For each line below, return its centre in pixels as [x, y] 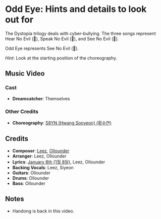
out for [19, 20]
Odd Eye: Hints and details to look [76, 9]
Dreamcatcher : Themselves [41, 98]
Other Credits [22, 111]
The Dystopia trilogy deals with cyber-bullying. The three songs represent [80, 33]
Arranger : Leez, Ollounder [39, 156]
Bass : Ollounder [29, 183]
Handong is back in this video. [43, 211]
